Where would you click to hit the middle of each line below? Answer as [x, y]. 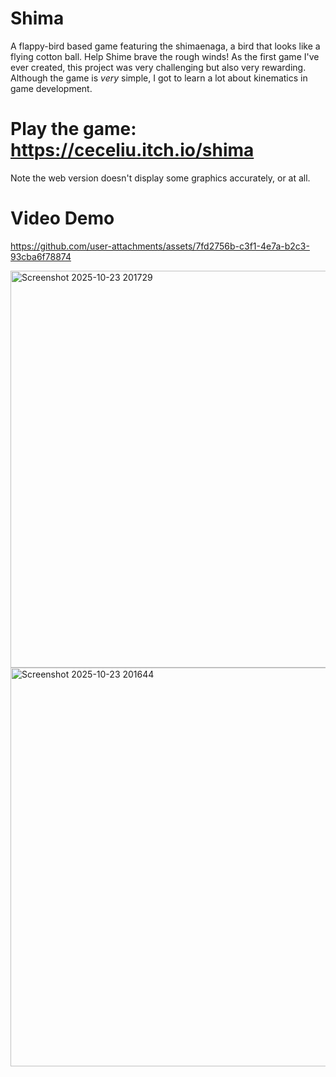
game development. [51, 88]
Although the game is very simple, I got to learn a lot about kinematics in [159, 78]
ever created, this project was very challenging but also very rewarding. [158, 67]
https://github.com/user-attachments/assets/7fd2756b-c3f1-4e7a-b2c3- [160, 246]
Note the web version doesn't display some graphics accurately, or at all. [160, 178]
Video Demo [62, 218]
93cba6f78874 [41, 256]
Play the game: [73, 129]
